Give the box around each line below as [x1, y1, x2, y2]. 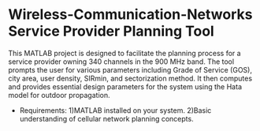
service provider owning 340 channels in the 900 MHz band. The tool [8, 57, 235, 66]
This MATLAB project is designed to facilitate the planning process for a [8, 48, 242, 58]
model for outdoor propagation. [8, 90, 110, 99]
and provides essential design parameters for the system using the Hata [8, 81, 243, 92]
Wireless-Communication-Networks [8, 6, 253, 24]
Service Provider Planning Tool [8, 22, 214, 40]
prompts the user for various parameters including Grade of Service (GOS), [8, 65, 252, 74]
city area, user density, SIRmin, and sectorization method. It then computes [8, 73, 253, 83]
